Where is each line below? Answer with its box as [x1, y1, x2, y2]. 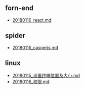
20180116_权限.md [12, 79, 50, 85]
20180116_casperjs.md [12, 44, 58, 50]
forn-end [5, 4, 34, 12]
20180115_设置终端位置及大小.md [12, 73, 80, 79]
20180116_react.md [12, 17, 52, 23]
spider [5, 32, 26, 40]
